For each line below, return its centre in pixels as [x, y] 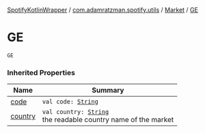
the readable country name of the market [108, 120]
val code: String [70, 102]
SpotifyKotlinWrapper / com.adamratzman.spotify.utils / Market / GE [102, 10]
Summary [108, 90]
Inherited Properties [41, 72]
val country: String [76, 112]
